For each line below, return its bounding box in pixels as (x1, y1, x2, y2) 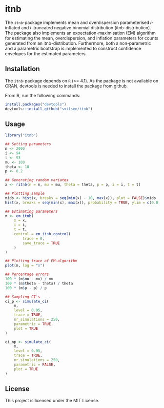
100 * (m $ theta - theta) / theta (5, 281, 73, 286)
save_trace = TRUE (22, 241, 60, 245)
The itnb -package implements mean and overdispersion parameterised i (5, 20, 152, 25)
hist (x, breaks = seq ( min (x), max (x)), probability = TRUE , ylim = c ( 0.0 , (5, 200, 161, 205)
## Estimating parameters (5, 209, 58, 214)
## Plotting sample (5, 191, 45, 196)
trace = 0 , (22, 236, 45, 241)
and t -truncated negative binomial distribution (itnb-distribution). (21, 24, 151, 30)
